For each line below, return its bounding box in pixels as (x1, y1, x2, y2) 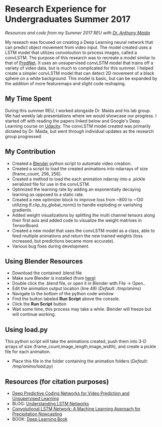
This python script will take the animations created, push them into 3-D (5, 338, 147, 344)
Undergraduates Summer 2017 (5, 14, 131, 25)
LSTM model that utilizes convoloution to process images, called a (5, 50, 137, 55)
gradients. (12, 207, 32, 213)
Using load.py (5, 325, 48, 334)
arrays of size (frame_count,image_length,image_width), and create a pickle (5, 344, 156, 350)
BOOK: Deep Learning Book (12, 416, 68, 422)
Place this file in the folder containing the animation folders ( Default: (12, 358, 148, 364)
